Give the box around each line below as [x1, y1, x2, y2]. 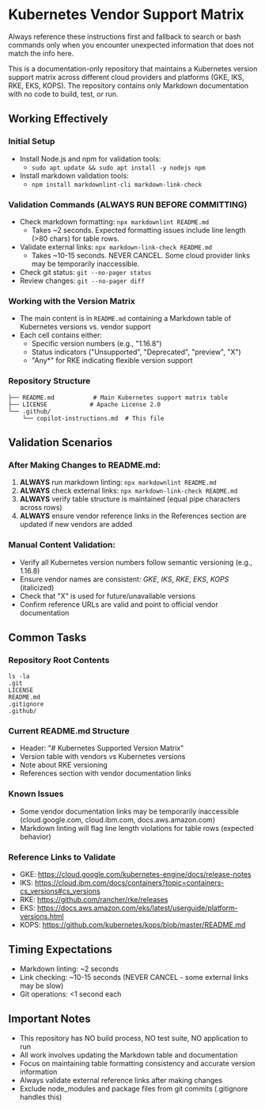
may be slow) [19, 981, 64, 990]
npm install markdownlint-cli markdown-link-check [31, 181, 203, 189]
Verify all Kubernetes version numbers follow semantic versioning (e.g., [19, 557, 253, 567]
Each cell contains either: [19, 330, 103, 340]
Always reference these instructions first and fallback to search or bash [8, 32, 241, 41]
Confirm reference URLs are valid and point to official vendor [19, 600, 219, 609]
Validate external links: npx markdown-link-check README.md [19, 242, 213, 251]
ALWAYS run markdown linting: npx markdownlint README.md [19, 478, 217, 487]
